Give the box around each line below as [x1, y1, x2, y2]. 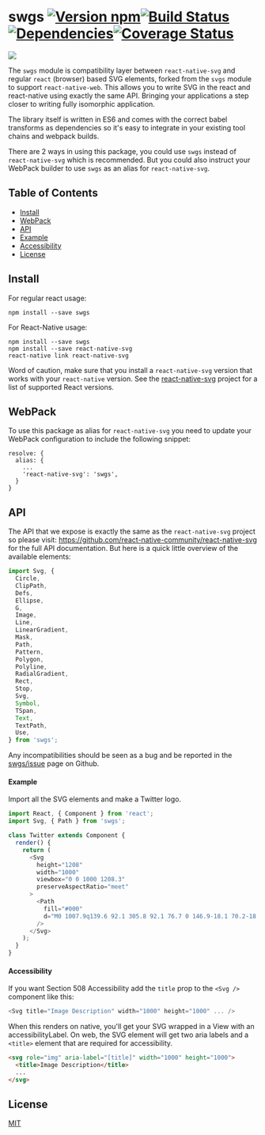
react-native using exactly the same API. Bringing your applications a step [8, 91, 249, 100]
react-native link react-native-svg [8, 352, 129, 360]
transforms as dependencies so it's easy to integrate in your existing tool [8, 123, 246, 132]
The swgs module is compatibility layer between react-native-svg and [8, 66, 236, 75]
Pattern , [15, 648, 44, 656]
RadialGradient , [15, 670, 69, 678]
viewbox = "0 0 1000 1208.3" [36, 876, 126, 884]
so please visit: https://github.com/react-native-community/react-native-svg [8, 535, 257, 545]
